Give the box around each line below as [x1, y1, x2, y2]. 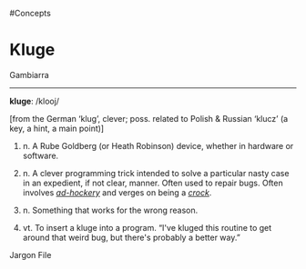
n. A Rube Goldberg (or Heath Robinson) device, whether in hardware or [22, 140, 294, 151]
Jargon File [9, 249, 52, 260]
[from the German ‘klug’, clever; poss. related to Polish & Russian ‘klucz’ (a [9, 113, 289, 124]
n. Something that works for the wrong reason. [22, 204, 199, 215]
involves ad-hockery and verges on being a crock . [22, 186, 212, 198]
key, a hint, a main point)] [9, 123, 105, 134]
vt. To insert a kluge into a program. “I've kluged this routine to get [22, 222, 272, 233]
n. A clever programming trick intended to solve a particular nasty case [22, 167, 290, 178]
